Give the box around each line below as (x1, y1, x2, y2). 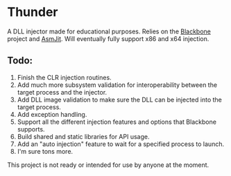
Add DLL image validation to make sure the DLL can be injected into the (17, 95, 222, 104)
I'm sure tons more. (17, 147, 74, 155)
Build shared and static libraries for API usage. (17, 132, 150, 141)
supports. (17, 125, 45, 133)
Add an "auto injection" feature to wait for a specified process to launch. (17, 140, 224, 148)
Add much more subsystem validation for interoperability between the (17, 81, 217, 89)
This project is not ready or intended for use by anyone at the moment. (7, 161, 209, 169)
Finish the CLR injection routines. (17, 73, 112, 81)
